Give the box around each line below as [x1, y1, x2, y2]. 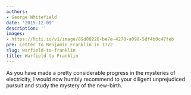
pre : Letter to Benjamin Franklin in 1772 [6, 42, 113, 48]
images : [6, 31, 26, 37]
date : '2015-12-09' [6, 20, 55, 26]
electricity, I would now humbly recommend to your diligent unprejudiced [6, 75, 186, 83]
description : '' [6, 25, 46, 31]
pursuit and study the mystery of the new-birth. [6, 81, 123, 89]
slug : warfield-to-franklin [6, 47, 76, 53]
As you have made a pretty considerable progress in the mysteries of [6, 69, 176, 76]
